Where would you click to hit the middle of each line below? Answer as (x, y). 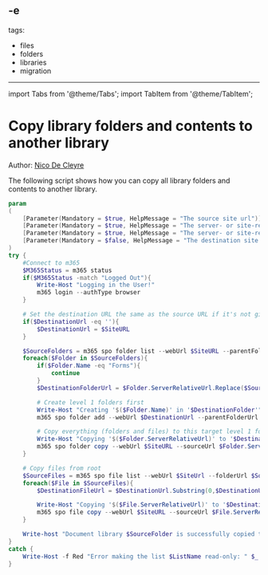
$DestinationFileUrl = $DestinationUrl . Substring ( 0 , (126, 490)
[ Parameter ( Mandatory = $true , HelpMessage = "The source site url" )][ (144, 219)
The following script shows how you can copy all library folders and (119, 180)
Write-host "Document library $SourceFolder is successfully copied (139, 534)
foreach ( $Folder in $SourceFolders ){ (85, 358)
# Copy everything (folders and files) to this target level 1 (144, 431)
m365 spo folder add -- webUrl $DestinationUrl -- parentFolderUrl (148, 417)
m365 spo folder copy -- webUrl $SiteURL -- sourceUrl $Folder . (142, 447)
